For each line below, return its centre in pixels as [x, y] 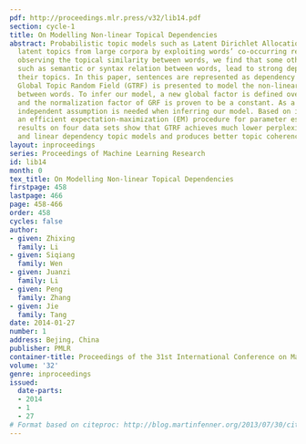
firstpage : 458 [38, 188]
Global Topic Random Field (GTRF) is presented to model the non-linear [158, 86]
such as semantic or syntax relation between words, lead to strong [150, 69]
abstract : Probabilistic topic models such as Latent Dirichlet [134, 43]
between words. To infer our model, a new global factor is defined [150, 94]
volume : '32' [34, 366]
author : [24, 230]
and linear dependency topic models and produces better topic [140, 137]
